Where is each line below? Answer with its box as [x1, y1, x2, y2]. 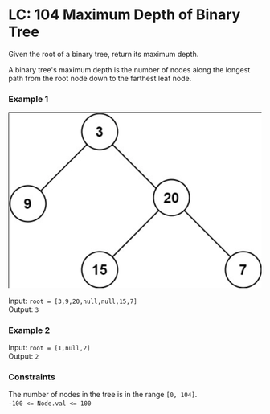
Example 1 [8, 93, 49, 105]
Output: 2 [8, 351, 39, 361]
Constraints [8, 371, 56, 383]
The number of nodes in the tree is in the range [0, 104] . [8, 390, 198, 400]
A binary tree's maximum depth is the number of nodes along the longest [8, 64, 251, 74]
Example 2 [8, 324, 51, 335]
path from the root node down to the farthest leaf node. [8, 73, 192, 83]
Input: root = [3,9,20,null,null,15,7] [8, 296, 138, 305]
